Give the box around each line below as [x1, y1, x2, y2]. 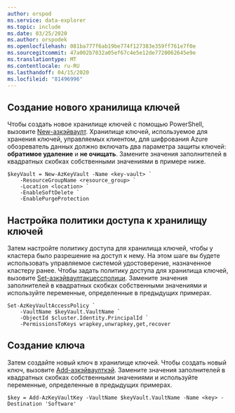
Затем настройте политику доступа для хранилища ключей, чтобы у [7, 244, 213, 252]
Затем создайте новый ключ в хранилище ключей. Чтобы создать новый [7, 358, 227, 367]
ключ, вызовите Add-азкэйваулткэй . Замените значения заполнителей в [7, 365, 226, 374]
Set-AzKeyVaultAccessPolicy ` [7, 302, 96, 309]
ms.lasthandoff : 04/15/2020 [7, 69, 90, 76]
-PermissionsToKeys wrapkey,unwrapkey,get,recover [20, 320, 171, 327]
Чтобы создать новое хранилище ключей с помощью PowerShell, [7, 120, 204, 128]
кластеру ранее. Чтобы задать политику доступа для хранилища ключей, [7, 266, 229, 274]
